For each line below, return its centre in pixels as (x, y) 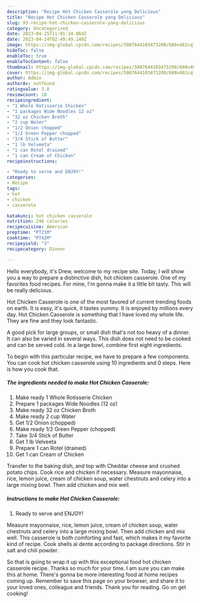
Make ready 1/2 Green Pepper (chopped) (65, 429)
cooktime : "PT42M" (29, 238)
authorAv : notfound (31, 84)
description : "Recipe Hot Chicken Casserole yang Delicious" (84, 12)
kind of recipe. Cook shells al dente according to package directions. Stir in (99, 544)
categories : (21, 177)
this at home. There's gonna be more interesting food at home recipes (92, 574)
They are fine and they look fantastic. (52, 321)
